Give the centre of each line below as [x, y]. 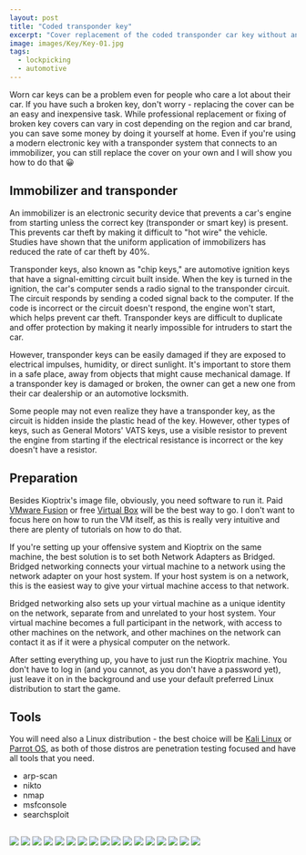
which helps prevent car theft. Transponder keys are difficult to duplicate [146, 317]
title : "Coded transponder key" [71, 26]
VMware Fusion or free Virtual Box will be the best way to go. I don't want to [152, 510]
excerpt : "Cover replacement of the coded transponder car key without [148, 35]
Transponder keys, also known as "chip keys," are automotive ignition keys [150, 269]
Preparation [44, 478]
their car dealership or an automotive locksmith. [99, 393]
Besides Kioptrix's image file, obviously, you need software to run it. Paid [146, 500]
